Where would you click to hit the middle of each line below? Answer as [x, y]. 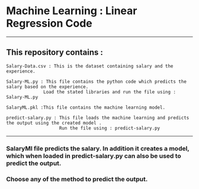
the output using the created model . [54, 123]
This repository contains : [55, 52]
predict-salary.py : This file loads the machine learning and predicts [98, 118]
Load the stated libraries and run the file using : [110, 92]
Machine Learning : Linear [72, 11]
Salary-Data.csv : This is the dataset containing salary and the [90, 66]
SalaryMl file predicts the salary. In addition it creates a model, [98, 148]
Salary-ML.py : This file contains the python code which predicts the [96, 82]
